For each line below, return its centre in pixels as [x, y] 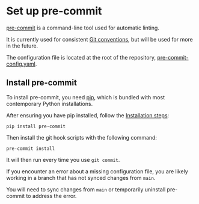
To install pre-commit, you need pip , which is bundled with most [86, 97]
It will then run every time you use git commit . [63, 159]
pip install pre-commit [36, 126]
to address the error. [51, 196]
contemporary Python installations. [50, 104]
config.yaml [21, 64]
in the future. [22, 46]
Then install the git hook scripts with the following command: [82, 137]
